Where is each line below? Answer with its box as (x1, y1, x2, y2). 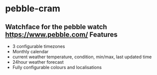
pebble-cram (5, 3, 61, 14)
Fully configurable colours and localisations (12, 65, 102, 70)
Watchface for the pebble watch (5, 23, 107, 31)
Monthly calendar (12, 49, 49, 54)
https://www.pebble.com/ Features (5, 30, 118, 38)
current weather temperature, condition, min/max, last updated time (12, 54, 152, 60)
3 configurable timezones (12, 43, 65, 49)
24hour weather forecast (12, 59, 64, 65)
